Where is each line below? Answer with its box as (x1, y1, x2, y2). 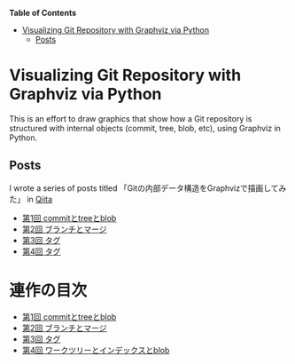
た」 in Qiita (9, 194, 53, 204)
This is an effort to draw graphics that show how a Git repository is (9, 113, 252, 123)
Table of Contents (9, 8, 77, 18)
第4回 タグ (21, 246, 61, 257)
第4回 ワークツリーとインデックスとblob (21, 344, 170, 355)
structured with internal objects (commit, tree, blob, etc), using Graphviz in (9, 123, 282, 133)
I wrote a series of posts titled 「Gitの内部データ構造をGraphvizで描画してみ (9, 182, 287, 194)
